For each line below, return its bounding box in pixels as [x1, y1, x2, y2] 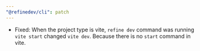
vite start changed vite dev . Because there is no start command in [14, 32, 191, 40]
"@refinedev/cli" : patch [6, 9, 69, 15]
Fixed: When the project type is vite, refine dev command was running [14, 26, 194, 33]
